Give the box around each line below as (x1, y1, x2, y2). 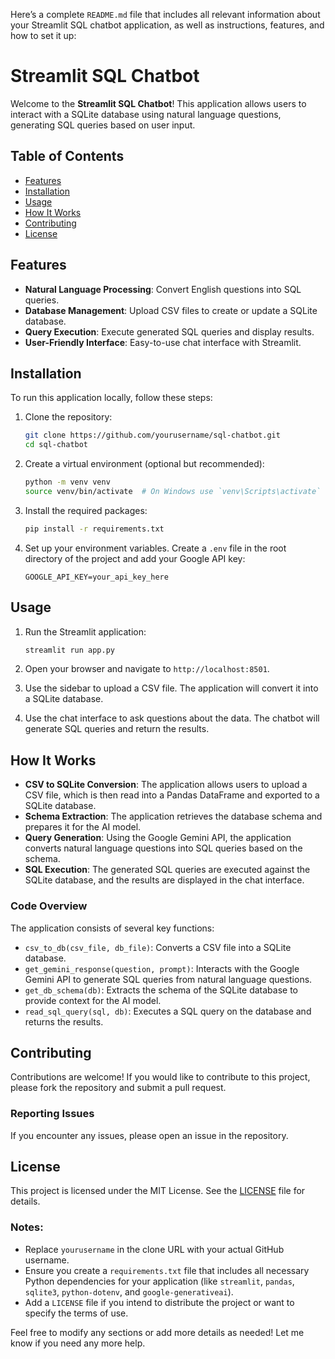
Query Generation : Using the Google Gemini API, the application (24, 832, 292, 844)
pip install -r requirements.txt (24, 524, 165, 534)
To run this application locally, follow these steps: (10, 392, 213, 404)
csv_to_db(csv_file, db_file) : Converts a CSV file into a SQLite (24, 941, 292, 953)
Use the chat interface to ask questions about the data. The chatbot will (24, 712, 320, 724)
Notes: (10, 1220, 44, 1234)
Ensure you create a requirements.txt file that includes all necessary (24, 1264, 310, 1276)
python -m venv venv (24, 477, 111, 488)
